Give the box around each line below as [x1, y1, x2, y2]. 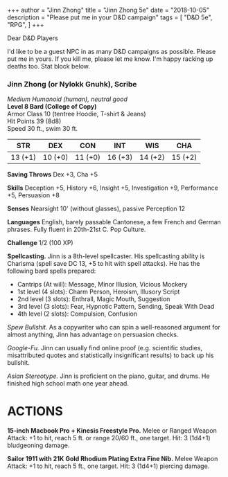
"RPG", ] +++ [7, 21, 45, 28]
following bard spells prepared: [7, 267, 96, 276]
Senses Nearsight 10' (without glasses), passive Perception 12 [7, 204, 186, 213]
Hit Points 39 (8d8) [7, 117, 62, 125]
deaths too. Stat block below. [7, 62, 90, 70]
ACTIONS [7, 404, 64, 420]
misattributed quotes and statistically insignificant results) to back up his [7, 351, 214, 359]
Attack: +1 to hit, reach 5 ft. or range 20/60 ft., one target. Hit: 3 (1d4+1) [7, 434, 211, 442]
